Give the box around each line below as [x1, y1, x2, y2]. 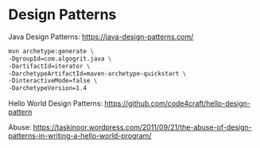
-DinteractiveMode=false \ [8, 77, 98, 85]
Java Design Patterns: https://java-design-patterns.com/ [8, 32, 194, 41]
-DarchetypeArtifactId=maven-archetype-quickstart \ [8, 69, 187, 77]
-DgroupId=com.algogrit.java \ [8, 54, 112, 63]
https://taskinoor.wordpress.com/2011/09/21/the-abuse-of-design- [33, 123, 252, 132]
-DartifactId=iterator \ [8, 62, 91, 70]
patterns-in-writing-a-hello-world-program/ [8, 131, 152, 141]
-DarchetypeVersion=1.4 [8, 84, 87, 92]
